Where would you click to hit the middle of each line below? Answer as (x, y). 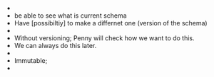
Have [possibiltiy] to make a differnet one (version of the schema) (111, 23)
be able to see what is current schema (70, 16)
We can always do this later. (55, 46)
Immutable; (31, 60)
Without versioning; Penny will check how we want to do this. (104, 38)
